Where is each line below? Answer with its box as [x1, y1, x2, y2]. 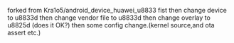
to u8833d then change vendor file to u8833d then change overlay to [7, 13, 211, 22]
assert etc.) [7, 28, 41, 37]
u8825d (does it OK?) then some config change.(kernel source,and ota [7, 21, 215, 29]
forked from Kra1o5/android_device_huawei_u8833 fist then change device [7, 6, 228, 14]
